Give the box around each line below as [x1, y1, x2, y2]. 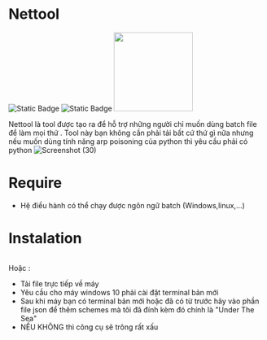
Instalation [8, 229, 82, 248]
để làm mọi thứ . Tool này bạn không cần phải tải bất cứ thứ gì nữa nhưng [8, 128, 254, 137]
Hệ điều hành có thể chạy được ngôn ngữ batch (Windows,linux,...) [20, 200, 246, 210]
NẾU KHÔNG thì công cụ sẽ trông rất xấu [20, 322, 159, 332]
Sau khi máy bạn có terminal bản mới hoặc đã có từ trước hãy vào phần [20, 296, 260, 306]
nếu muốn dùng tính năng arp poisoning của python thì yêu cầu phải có [8, 136, 248, 146]
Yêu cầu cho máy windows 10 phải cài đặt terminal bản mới [20, 287, 219, 297]
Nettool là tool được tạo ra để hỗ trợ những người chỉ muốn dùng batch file [8, 119, 258, 129]
